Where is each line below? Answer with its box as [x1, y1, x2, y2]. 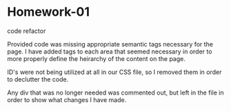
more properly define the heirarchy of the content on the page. [7, 54, 186, 62]
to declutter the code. [7, 75, 69, 83]
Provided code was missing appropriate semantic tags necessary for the [7, 40, 214, 48]
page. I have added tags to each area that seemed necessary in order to [7, 47, 212, 56]
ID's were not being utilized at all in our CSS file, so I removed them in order [7, 68, 222, 76]
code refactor [7, 27, 46, 35]
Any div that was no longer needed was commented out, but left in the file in [7, 88, 224, 97]
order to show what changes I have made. [7, 95, 127, 103]
